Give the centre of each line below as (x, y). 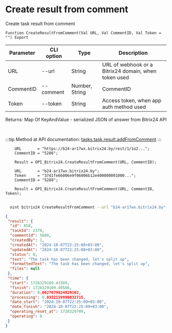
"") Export (17, 37)
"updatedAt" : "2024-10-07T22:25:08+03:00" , (57, 250)
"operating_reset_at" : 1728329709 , (48, 312)
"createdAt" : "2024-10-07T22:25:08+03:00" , (57, 245)
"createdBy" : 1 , (27, 240)
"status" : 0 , (24, 254)
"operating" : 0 (26, 316)
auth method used (124, 107)
